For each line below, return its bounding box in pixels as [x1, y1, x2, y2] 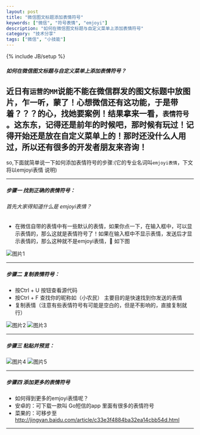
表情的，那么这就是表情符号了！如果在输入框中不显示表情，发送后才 [20, 230, 187, 237]
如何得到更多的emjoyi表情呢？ [14, 394, 89, 402]
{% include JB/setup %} [6, 53, 65, 60]
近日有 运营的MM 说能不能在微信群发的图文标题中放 [6, 86, 183, 96]
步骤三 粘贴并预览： [6, 342, 55, 349]
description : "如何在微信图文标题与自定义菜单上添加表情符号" [6, 25, 144, 32]
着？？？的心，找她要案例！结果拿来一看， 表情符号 [6, 108, 189, 119]
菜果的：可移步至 [14, 409, 57, 417]
